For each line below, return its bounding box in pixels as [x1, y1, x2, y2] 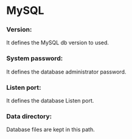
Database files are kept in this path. [6, 126, 96, 134]
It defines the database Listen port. [6, 97, 94, 104]
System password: [6, 54, 63, 63]
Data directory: [6, 112, 52, 120]
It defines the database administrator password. [6, 68, 127, 75]
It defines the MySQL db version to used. [6, 39, 109, 46]
